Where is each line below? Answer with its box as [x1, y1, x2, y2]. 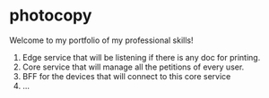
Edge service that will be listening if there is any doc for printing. [22, 52, 261, 62]
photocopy [9, 5, 92, 26]
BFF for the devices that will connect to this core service [22, 70, 231, 81]
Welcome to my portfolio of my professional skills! [9, 35, 195, 45]
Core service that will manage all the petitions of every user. [22, 61, 245, 72]
